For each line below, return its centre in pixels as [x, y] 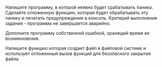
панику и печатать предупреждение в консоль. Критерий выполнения [81, 18]
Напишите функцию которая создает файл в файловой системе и [76, 48]
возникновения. [22, 38]
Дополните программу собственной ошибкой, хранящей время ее [77, 33]
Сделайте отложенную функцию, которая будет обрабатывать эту [77, 13]
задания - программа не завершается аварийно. [58, 23]
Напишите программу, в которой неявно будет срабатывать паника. [79, 7]
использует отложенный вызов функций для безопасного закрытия [78, 53]
